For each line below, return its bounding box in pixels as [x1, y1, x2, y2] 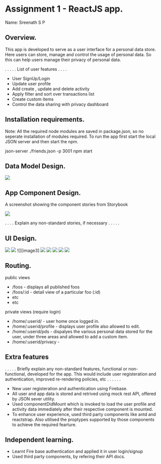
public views [5, 274, 30, 280]
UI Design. [5, 234, 37, 242]
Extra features [5, 353, 49, 361]
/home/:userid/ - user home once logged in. [12, 318, 100, 324]
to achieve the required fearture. [12, 421, 77, 428]
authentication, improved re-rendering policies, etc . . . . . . [5, 376, 121, 382]
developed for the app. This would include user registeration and [27, 371, 156, 377]
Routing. [5, 262, 31, 270]
